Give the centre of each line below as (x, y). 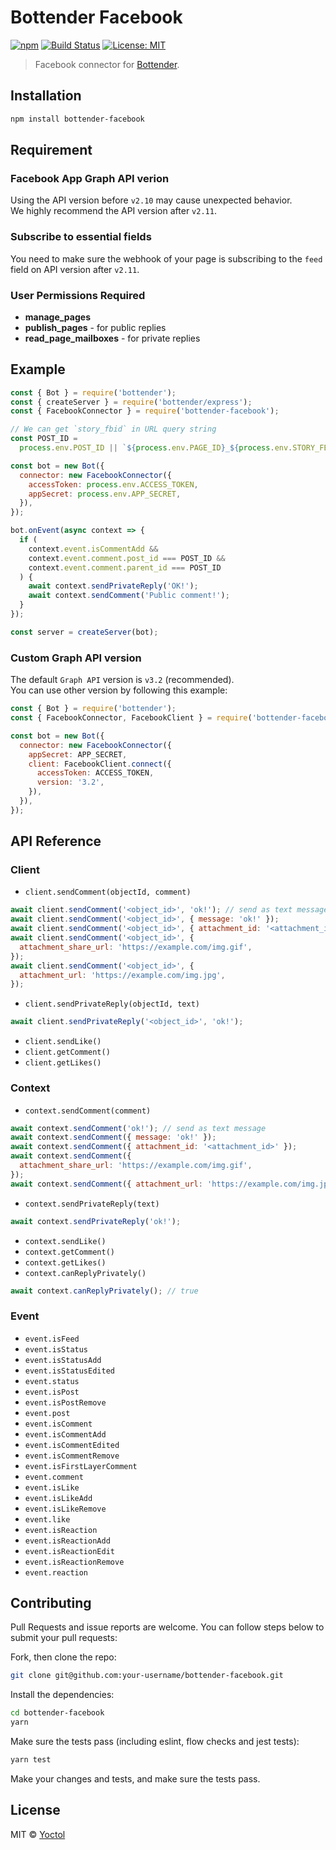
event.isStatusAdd (63, 1360)
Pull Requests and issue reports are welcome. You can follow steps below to (167, 1627)
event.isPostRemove (65, 1402)
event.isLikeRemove (65, 1509)
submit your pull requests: (64, 1638)
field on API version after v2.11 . (75, 269)
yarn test (31, 1760)
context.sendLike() (65, 1241)
